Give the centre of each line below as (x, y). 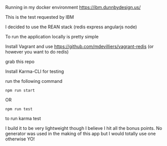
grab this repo (20, 62)
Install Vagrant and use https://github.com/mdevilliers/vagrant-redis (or (79, 46)
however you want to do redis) (37, 52)
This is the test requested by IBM (40, 17)
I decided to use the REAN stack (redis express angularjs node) (71, 27)
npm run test (19, 109)
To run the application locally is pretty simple (52, 37)
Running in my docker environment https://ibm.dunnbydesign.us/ (73, 7)
